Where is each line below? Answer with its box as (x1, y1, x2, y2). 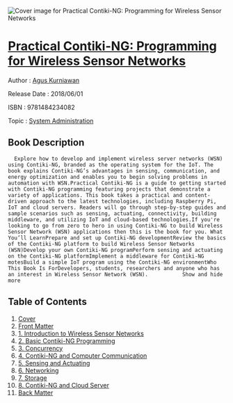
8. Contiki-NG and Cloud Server (17, 381, 110, 389)
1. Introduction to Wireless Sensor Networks (17, 329, 145, 338)
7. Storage (17, 373, 47, 382)
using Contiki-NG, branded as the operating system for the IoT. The (8, 161, 214, 168)
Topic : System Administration (8, 116, 94, 125)
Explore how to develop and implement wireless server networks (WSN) (14, 155, 223, 162)
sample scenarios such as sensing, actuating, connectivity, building (8, 210, 217, 217)
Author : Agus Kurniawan (8, 76, 80, 84)
